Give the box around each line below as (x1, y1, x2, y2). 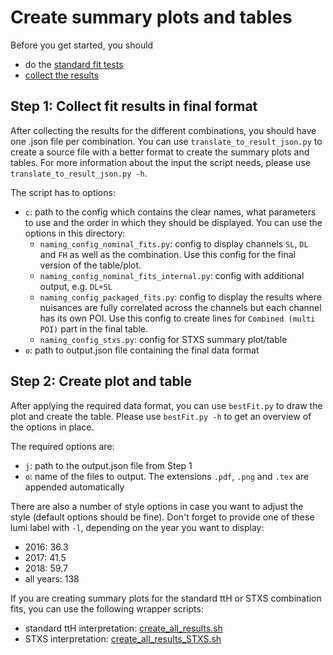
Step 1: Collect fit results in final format (10, 98, 258, 115)
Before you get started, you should (10, 39, 154, 51)
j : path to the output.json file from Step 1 (24, 459, 193, 471)
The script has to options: (10, 186, 116, 198)
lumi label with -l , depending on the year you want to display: (10, 521, 265, 533)
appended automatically (24, 481, 125, 493)
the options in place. (10, 421, 95, 433)
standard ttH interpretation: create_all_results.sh (24, 622, 223, 634)
